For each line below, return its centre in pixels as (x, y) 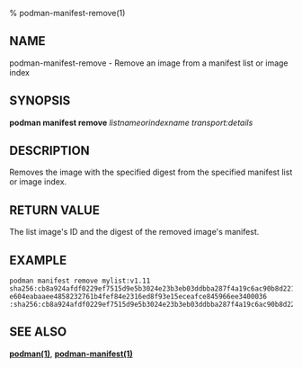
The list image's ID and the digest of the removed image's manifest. (134, 232)
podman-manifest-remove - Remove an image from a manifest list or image (149, 63)
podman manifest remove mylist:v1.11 (80, 281)
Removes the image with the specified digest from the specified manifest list (151, 172)
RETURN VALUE (55, 210)
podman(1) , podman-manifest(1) (71, 354)
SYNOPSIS (40, 101)
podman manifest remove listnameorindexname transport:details (131, 122)
